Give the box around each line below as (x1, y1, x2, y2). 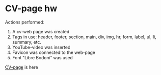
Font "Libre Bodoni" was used (12, 54, 73, 60)
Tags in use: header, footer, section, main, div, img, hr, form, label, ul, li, (12, 34, 156, 40)
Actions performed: (5, 19, 45, 25)
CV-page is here (5, 64, 38, 70)
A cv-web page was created (12, 28, 70, 34)
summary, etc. (12, 39, 42, 45)
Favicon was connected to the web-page (12, 50, 96, 55)
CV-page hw (5, 3, 57, 14)
